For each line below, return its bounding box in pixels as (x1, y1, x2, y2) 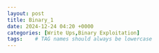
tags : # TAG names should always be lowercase (7, 36, 153, 43)
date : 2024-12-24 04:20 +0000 (7, 23, 94, 30)
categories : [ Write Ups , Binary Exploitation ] (7, 29, 140, 36)
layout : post (7, 10, 45, 17)
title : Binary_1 (7, 17, 54, 23)
